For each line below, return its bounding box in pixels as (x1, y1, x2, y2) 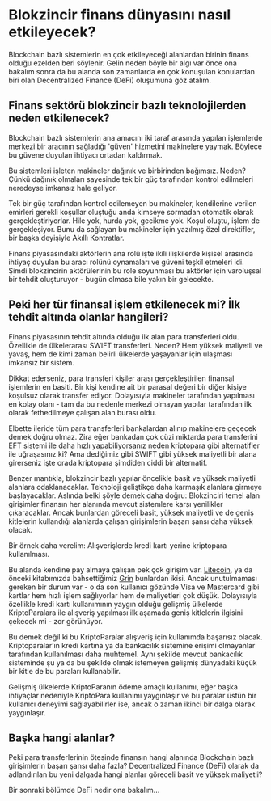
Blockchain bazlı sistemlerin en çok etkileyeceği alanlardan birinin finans (8, 49, 249, 59)
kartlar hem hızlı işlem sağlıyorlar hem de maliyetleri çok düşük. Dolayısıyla (8, 590, 257, 600)
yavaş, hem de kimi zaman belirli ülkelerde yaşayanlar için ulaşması (8, 349, 233, 359)
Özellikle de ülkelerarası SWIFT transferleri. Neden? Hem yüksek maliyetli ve (8, 340, 263, 350)
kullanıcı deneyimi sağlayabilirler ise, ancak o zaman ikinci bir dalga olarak (8, 699, 256, 709)
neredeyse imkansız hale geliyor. (8, 183, 117, 192)
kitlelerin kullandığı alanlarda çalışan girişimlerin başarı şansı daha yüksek (8, 516, 253, 526)
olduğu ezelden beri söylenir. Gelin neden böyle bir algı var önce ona (8, 58, 237, 68)
